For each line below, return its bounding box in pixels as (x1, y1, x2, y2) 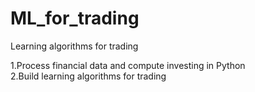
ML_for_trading (10, 7, 140, 30)
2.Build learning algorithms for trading (10, 70, 167, 82)
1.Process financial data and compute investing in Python (10, 59, 246, 71)
